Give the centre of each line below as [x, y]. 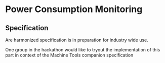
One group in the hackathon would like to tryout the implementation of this [83, 50]
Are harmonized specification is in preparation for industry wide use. [77, 40]
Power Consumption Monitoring [74, 9]
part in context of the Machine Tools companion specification [69, 55]
